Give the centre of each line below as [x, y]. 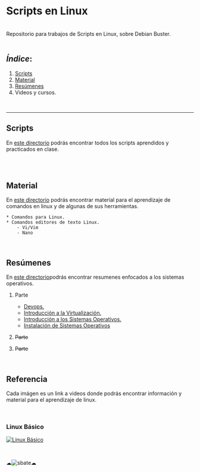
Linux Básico [25, 427]
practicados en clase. [33, 149]
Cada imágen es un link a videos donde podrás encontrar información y [94, 393]
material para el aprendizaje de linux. [51, 400]
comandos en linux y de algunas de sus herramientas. [72, 206]
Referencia [27, 379]
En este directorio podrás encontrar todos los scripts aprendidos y [87, 143]
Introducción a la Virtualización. [62, 313]
